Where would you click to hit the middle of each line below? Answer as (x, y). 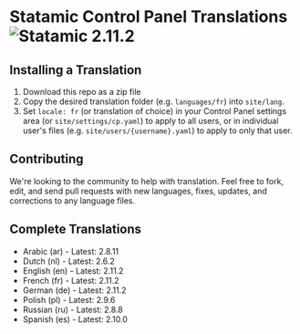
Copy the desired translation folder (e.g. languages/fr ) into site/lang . (153, 101)
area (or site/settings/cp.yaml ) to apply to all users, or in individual (150, 121)
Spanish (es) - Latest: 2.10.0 (75, 319)
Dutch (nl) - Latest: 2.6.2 (69, 261)
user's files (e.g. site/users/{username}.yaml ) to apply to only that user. (158, 130)
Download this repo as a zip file (82, 92)
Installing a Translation (76, 70)
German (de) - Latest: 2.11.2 (74, 290)
